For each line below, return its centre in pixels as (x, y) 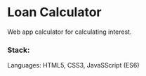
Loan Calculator (54, 12)
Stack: (19, 50)
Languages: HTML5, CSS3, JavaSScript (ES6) (73, 65)
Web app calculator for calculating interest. (69, 32)
